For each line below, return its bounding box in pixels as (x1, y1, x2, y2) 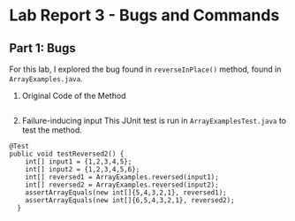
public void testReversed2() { (9, 149, 125, 158)
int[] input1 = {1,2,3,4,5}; (25, 157, 132, 166)
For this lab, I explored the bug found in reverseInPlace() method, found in (9, 64, 282, 74)
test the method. (21, 125, 82, 135)
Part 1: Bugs (9, 41, 77, 56)
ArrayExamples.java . (9, 73, 83, 84)
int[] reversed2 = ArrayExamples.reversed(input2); (25, 180, 219, 189)
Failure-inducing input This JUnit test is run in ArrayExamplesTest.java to (21, 116, 287, 126)
